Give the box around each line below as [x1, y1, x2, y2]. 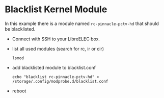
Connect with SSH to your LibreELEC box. [12, 36, 100, 42]
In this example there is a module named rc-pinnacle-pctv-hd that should [5, 20, 159, 27]
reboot [12, 88, 26, 94]
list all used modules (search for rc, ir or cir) [12, 45, 104, 52]
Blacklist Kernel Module [5, 4, 107, 15]
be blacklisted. [5, 26, 36, 32]
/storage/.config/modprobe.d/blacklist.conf [12, 79, 108, 84]
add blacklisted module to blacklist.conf [12, 64, 96, 70]
